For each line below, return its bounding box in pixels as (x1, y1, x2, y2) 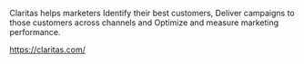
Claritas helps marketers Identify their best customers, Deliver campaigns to (9, 8, 295, 18)
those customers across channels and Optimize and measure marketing (9, 17, 279, 28)
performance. (9, 27, 61, 37)
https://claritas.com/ (9, 44, 86, 55)
